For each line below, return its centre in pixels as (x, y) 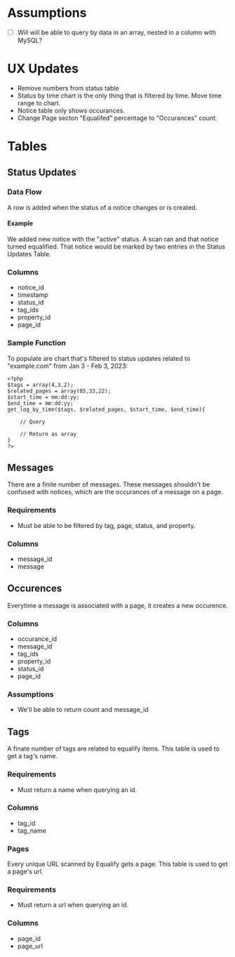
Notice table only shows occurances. (71, 110)
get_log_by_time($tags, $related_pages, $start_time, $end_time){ (106, 409)
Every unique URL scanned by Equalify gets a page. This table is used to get (117, 864)
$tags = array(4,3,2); (40, 385)
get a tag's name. (33, 756)
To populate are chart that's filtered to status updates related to (99, 358)
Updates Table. (29, 254)
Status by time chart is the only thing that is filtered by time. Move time (120, 95)
